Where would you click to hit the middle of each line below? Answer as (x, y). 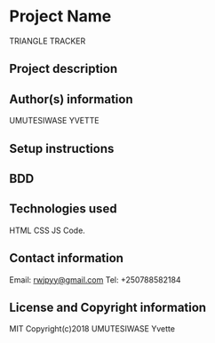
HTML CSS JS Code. (48, 230)
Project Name (60, 16)
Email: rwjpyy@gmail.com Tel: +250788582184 (95, 279)
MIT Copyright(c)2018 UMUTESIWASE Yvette (92, 329)
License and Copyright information (108, 307)
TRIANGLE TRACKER (48, 41)
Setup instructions (62, 148)
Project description (64, 69)
